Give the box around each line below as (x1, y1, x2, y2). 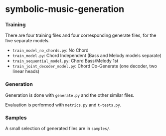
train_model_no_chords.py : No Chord (12, 47, 89, 53)
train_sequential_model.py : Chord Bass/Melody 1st (12, 58, 119, 64)
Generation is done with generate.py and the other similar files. (5, 92, 135, 98)
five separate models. (5, 38, 50, 44)
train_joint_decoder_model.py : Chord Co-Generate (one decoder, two (12, 63, 157, 69)
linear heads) (12, 68, 40, 74)
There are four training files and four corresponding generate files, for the (5, 32, 157, 38)
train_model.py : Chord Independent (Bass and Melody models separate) (12, 53, 162, 59)
